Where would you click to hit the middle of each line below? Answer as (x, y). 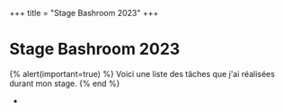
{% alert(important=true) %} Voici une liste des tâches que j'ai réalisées (142, 73)
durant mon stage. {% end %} (65, 83)
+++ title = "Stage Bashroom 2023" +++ (84, 13)
